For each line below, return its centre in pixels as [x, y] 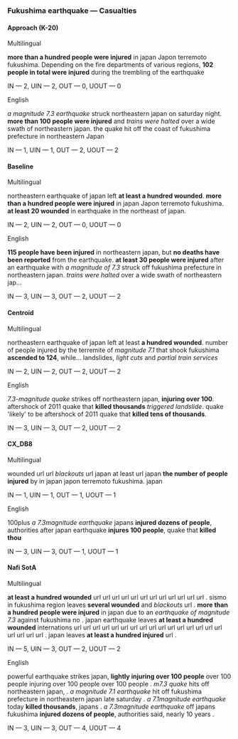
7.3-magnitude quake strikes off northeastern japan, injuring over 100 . [111, 399]
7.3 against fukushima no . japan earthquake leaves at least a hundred [110, 620]
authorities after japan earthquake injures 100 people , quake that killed [112, 530]
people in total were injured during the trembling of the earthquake [106, 73]
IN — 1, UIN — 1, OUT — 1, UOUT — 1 [61, 495]
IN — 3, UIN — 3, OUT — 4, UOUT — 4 [64, 728]
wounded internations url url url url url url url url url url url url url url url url [115, 627]
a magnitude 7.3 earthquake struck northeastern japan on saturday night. [115, 114]
